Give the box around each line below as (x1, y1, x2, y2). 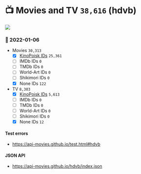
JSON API (5, 152, 25, 158)
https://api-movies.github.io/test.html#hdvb (12, 141, 100, 147)
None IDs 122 (19, 80, 47, 86)
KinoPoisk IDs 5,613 (19, 91, 60, 97)
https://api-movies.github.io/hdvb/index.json (12, 163, 103, 169)
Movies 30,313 (12, 48, 42, 53)
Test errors (5, 130, 28, 136)
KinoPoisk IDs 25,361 (19, 53, 62, 59)
